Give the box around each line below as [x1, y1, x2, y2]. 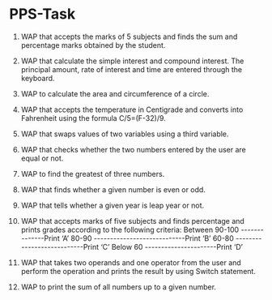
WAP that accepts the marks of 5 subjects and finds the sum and [20, 32, 238, 41]
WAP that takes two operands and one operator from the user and [20, 257, 241, 268]
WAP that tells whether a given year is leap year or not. [20, 200, 205, 210]
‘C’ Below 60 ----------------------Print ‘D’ [100, 242, 244, 251]
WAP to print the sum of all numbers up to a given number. [20, 281, 217, 292]
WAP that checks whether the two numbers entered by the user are [20, 144, 246, 154]
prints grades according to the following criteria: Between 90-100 [20, 225, 240, 234]
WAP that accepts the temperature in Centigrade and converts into [20, 105, 244, 114]
